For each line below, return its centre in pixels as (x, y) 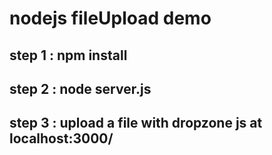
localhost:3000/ (61, 138)
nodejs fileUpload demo (110, 18)
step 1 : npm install (68, 55)
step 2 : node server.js (80, 88)
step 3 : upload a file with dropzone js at (136, 123)
